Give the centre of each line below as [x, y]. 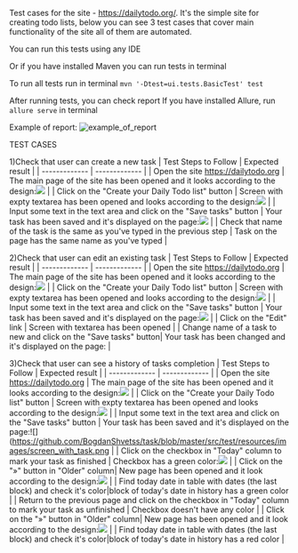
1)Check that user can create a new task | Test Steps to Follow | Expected [144, 162]
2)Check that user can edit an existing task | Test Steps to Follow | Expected [149, 258]
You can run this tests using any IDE [75, 49]
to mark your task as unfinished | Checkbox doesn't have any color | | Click [147, 509]
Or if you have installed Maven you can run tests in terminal [118, 66]
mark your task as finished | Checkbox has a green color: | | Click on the [146, 461]
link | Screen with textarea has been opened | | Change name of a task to [143, 327]
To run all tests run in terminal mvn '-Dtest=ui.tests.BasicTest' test [137, 83]
